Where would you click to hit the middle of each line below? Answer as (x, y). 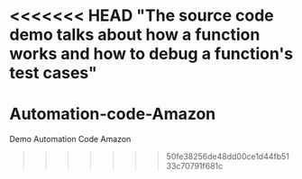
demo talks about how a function (135, 35)
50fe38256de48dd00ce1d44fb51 (228, 157)
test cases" (53, 73)
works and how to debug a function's (151, 54)
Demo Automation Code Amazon (70, 139)
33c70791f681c (195, 166)
